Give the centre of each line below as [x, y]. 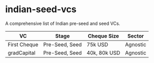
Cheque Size [104, 36]
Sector [136, 36]
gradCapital [22, 53]
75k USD [97, 44]
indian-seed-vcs [41, 9]
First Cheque [23, 44]
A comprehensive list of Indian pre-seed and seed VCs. [63, 23]
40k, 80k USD [103, 53]
